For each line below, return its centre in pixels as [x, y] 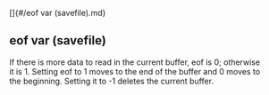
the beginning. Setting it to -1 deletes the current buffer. [112, 81]
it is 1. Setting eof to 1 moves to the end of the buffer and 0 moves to [135, 71]
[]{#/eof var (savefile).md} [58, 13]
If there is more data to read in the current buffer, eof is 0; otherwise [135, 62]
